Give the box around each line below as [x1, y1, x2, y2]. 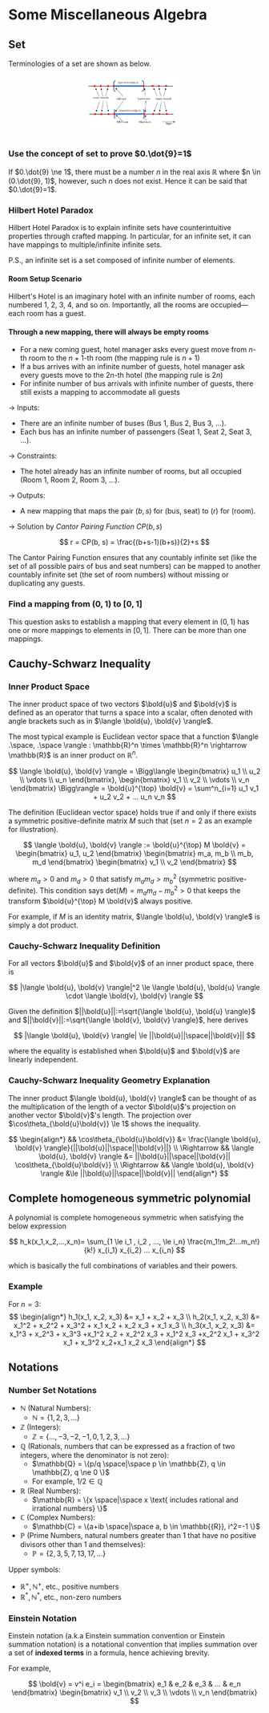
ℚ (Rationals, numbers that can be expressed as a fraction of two [19, 1442, 235, 1451]
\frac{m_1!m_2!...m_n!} [187, 1237, 260, 1247]
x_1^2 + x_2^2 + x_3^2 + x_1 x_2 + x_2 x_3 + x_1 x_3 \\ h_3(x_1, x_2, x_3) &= [13, 1320, 256, 1329]
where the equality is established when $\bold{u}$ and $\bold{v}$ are [8, 1046, 240, 1056]
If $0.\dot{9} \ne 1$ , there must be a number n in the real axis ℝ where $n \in [8, 167, 261, 177]
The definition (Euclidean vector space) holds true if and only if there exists [8, 808, 257, 817]
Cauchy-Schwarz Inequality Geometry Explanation [8, 1075, 211, 1086]
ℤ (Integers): [19, 1423, 62, 1432]
